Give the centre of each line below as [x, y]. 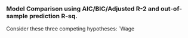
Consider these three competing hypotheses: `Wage [70, 29]
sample [17, 16]
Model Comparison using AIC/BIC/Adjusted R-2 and [83, 9]
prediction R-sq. [53, 16]
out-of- [171, 9]
